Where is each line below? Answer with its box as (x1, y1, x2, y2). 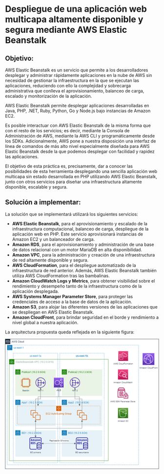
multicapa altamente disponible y (5, 14, 143, 25)
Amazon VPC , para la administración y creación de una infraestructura (12, 252, 155, 258)
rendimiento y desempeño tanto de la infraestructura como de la (12, 283, 142, 289)
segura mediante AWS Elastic (5, 24, 127, 35)
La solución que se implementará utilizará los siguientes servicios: (5, 211, 138, 217)
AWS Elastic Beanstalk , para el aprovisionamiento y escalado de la (12, 220, 148, 226)
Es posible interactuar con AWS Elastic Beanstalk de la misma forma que (5, 122, 151, 128)
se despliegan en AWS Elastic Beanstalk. (12, 309, 94, 315)
